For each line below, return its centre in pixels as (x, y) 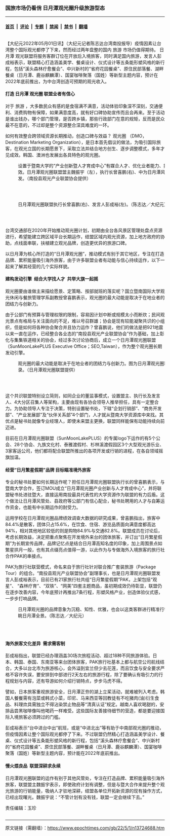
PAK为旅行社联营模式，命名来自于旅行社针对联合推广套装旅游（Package (81, 567)
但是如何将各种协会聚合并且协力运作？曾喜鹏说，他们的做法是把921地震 (89, 327)
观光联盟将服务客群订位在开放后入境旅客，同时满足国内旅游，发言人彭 (88, 56)
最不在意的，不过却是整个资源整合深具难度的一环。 (58, 125)
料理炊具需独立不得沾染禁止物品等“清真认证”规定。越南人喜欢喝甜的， (87, 704)
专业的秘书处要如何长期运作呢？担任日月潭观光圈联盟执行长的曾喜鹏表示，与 (85, 482)
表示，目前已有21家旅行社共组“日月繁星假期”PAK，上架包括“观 (92, 579)
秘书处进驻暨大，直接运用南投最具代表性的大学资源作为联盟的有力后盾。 (85, 495)
